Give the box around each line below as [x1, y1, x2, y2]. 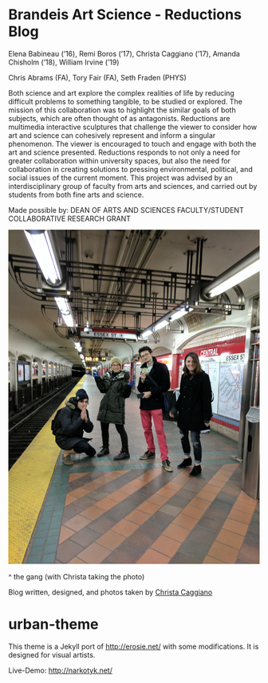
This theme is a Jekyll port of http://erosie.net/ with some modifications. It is [8, 642, 259, 651]
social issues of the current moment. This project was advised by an [8, 173, 233, 183]
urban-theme [8, 615, 99, 634]
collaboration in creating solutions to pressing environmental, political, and [8, 164, 253, 174]
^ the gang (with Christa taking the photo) [8, 572, 145, 582]
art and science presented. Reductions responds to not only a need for [8, 147, 241, 157]
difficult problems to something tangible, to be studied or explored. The [8, 96, 243, 106]
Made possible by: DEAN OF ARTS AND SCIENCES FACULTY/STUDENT [8, 205, 245, 214]
